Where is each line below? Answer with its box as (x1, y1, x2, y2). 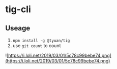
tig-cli (5, 4, 32, 15)
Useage (5, 24, 31, 32)
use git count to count (12, 43, 61, 49)
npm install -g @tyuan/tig (12, 38, 70, 43)
